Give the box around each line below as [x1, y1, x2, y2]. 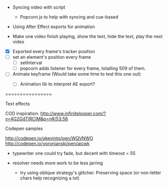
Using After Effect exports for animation [12, 24, 95, 30]
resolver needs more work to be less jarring [12, 160, 103, 166]
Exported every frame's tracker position [12, 49, 96, 54]
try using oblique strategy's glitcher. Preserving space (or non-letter [20, 170, 161, 176]
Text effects [5, 101, 30, 107]
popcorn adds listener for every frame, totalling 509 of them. [20, 65, 146, 72]
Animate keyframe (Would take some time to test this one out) [12, 71, 141, 77]
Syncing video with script [12, 5, 65, 10]
